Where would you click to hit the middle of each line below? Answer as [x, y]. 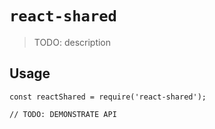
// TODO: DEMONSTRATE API [63, 114]
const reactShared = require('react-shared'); [108, 97]
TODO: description [72, 42]
